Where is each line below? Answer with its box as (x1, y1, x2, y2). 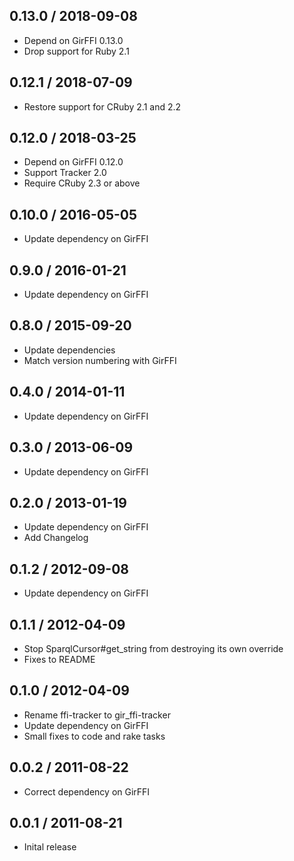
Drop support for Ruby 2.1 (23, 45, 130, 57)
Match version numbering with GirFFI (23, 354, 177, 366)
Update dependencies (23, 344, 116, 356)
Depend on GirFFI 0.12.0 (23, 156, 124, 168)
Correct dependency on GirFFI (23, 785, 151, 798)
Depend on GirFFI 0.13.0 (23, 34, 124, 46)
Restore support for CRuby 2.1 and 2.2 (23, 100, 182, 113)
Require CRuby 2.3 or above (23, 177, 141, 189)
